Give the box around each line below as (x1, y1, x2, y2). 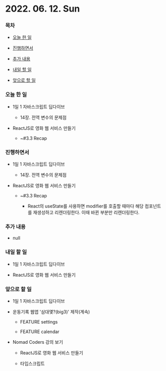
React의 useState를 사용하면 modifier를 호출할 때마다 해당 (27, 203, 144, 209)
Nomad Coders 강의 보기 (12, 339, 63, 345)
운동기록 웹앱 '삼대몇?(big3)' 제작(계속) (12, 308, 90, 314)
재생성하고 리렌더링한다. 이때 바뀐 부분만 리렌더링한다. (33, 209, 140, 216)
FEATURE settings (20, 319, 58, 325)
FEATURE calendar (20, 329, 60, 335)
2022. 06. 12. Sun (5, 3, 80, 15)
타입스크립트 (20, 360, 45, 366)
